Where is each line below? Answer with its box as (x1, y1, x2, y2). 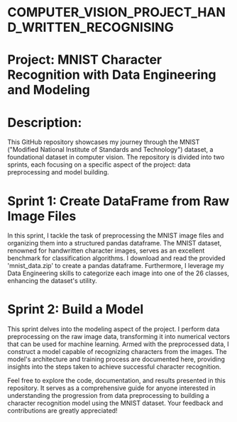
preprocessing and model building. (7, 168, 109, 177)
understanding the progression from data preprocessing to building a (7, 392, 209, 400)
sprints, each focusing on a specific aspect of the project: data (7, 160, 191, 169)
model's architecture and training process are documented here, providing (7, 355, 226, 364)
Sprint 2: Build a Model (7, 301, 144, 318)
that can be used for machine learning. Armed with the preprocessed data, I (7, 340, 229, 348)
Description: (7, 114, 82, 131)
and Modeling (7, 82, 90, 98)
